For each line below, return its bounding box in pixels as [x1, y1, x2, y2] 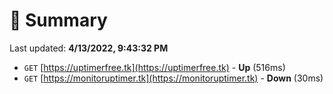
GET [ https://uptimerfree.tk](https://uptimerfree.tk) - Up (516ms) [23, 61, 286, 73]
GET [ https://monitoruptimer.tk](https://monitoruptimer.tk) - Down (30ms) [23, 72, 324, 84]
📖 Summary [9, 9, 108, 32]
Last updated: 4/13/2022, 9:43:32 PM [9, 42, 169, 54]
